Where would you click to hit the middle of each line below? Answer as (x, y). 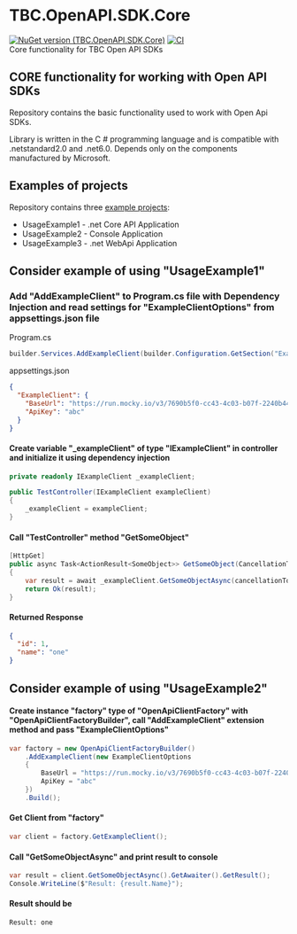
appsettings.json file (54, 318)
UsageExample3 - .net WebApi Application (99, 243)
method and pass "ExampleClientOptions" (89, 730)
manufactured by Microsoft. (60, 158)
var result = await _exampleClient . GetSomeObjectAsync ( (130, 580)
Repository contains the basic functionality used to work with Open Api (138, 113)
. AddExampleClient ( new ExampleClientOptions (108, 757)
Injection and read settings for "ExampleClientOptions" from (142, 307)
